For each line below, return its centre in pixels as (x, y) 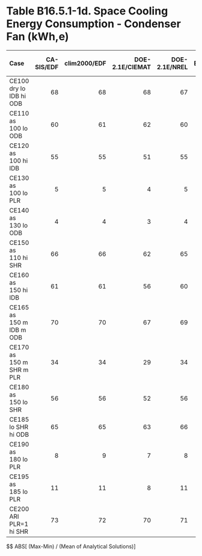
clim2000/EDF (85, 63)
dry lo (17, 88)
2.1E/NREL (172, 67)
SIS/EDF (47, 67)
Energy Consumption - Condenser (94, 24)
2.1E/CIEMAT (132, 67)
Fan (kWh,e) (38, 37)
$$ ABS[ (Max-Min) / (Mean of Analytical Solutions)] (71, 546)
